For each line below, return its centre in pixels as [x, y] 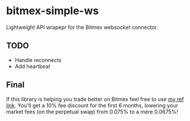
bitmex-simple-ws [53, 11]
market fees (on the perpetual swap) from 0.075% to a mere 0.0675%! [92, 112]
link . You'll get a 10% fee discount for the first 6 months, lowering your [92, 105]
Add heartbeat [32, 66]
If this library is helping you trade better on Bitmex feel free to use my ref [95, 99]
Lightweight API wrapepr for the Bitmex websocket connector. [82, 27]
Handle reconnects [38, 60]
